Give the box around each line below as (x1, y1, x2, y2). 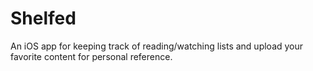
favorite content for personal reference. (10, 50, 173, 62)
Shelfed (10, 7, 77, 30)
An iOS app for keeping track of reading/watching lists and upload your (10, 40, 304, 52)
